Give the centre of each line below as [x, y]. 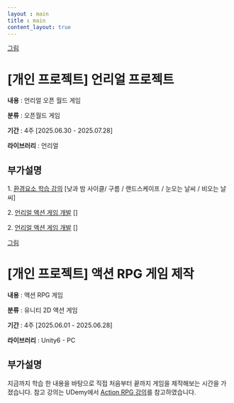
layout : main [28, 14]
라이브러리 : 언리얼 [33, 145]
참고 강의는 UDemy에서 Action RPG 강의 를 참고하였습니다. [115, 392]
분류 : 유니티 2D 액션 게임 [43, 310]
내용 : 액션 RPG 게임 [35, 295]
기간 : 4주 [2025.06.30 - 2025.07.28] [60, 131]
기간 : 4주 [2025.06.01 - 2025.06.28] [60, 325]
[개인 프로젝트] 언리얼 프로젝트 [91, 79]
